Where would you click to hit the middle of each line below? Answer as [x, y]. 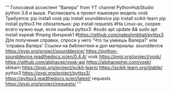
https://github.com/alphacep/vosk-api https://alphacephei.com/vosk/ [78, 62]
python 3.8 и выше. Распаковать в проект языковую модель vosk [77, 13]
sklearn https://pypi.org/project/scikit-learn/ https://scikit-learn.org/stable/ [84, 67]
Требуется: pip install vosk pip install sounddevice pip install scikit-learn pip [86, 18]
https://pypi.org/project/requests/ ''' [43, 84]
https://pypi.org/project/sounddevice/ [45, 51]
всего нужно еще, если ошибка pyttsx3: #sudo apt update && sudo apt [81, 29]
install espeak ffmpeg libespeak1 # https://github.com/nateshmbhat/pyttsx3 [84, 35]
